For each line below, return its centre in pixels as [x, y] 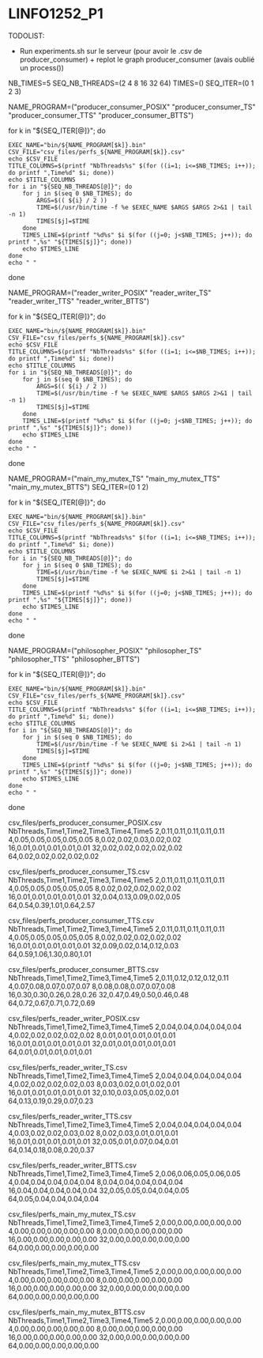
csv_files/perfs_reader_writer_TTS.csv [70, 1116]
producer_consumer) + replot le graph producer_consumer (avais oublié [137, 59]
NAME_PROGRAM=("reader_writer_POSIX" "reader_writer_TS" [110, 293]
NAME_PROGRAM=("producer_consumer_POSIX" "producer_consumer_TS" [132, 107]
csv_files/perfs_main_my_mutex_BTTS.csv [77, 1312]
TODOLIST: [26, 36]
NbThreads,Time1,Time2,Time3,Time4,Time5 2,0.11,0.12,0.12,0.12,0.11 [118, 978]
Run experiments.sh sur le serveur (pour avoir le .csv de [111, 51]
